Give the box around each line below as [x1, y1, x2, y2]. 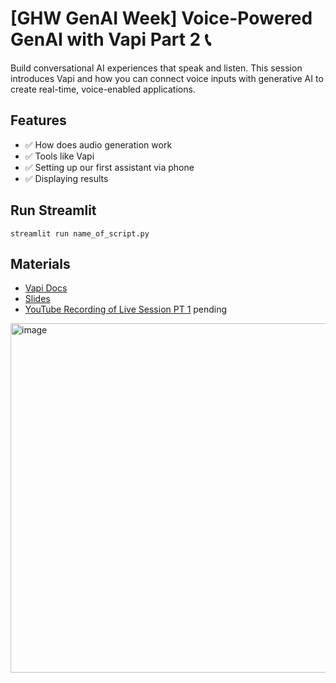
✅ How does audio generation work [24, 138, 173, 151]
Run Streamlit [10, 202, 97, 219]
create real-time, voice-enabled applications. [10, 83, 196, 95]
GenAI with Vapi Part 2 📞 [10, 28, 212, 51]
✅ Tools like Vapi [24, 150, 95, 162]
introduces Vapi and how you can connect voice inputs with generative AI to [10, 72, 324, 84]
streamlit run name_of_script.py [10, 228, 150, 239]
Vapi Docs [24, 282, 68, 294]
